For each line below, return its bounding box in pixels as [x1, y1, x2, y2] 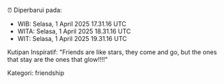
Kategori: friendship [7, 69, 65, 77]
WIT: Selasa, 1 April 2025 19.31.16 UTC [17, 35, 127, 42]
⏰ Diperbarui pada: [7, 6, 63, 14]
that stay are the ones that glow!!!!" [7, 56, 108, 63]
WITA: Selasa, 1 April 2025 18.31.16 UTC [17, 27, 131, 35]
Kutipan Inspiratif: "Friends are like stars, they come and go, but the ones [7, 48, 218, 56]
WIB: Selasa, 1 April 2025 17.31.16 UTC [17, 20, 127, 28]
